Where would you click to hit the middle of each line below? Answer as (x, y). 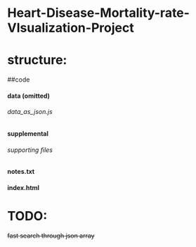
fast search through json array (51, 235)
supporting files (30, 150)
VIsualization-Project (71, 28)
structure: (37, 60)
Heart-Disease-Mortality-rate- (98, 13)
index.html (24, 187)
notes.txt (21, 172)
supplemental (28, 133)
